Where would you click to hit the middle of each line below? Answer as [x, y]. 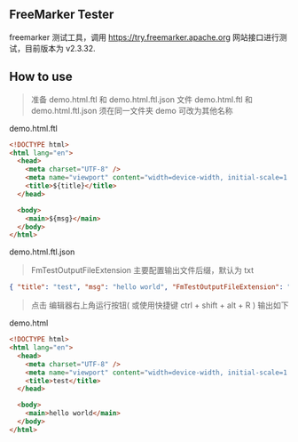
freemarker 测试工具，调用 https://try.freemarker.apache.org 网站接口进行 [144, 37]
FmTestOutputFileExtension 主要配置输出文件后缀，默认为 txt [142, 270]
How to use [41, 77]
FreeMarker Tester [62, 15]
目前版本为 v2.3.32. [60, 48]
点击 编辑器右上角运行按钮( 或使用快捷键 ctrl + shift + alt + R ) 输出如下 [160, 305]
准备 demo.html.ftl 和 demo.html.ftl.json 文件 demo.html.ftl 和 [141, 99]
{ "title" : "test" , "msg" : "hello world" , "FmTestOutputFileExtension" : [146, 287]
